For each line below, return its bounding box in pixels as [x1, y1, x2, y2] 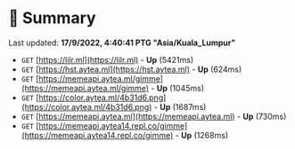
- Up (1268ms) [175, 129, 229, 140]
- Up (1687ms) [153, 101, 207, 112]
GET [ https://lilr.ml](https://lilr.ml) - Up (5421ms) [20, 54, 194, 65]
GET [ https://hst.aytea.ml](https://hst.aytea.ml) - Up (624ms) [20, 64, 242, 74]
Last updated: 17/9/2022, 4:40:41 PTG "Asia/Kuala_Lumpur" [8, 37, 236, 48]
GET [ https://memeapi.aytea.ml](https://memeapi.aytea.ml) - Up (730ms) [20, 111, 287, 122]
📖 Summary [8, 8, 96, 28]
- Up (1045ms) [150, 82, 205, 93]
